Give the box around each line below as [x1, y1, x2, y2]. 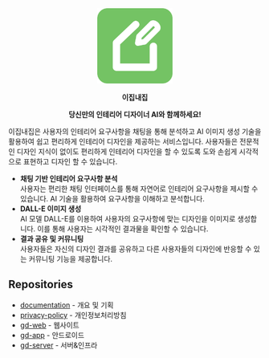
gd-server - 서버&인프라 [19, 340, 98, 350]
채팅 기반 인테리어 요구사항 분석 [19, 174, 118, 183]
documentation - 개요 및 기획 [19, 300, 114, 310]
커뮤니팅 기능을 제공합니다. [28, 254, 113, 263]
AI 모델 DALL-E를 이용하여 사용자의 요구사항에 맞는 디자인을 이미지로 [19, 214, 236, 223]
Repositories [8, 278, 74, 291]
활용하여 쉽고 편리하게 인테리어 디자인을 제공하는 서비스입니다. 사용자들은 [8, 136, 238, 146]
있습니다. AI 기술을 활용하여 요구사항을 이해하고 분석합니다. [19, 194, 205, 203]
